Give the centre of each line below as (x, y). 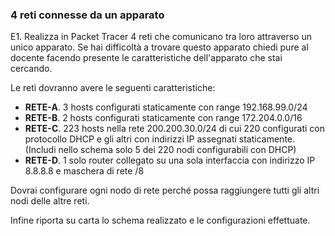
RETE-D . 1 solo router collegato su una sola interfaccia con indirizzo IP (170, 160)
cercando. (31, 69)
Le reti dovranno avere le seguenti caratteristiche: (113, 88)
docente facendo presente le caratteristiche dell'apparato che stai (146, 58)
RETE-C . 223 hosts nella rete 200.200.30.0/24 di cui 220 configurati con (174, 129)
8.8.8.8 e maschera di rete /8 (84, 171)
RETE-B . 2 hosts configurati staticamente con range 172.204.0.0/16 (163, 118)
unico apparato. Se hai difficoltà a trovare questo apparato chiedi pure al (159, 47)
